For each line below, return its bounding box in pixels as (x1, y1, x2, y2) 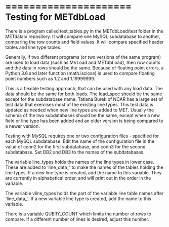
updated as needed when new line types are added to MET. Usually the (5, 107, 154, 113)
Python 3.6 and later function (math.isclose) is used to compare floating (5, 70, 155, 76)
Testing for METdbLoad (5, 11, 106, 23)
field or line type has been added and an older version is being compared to (5, 118, 163, 124)
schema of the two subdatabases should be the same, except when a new (5, 112, 160, 118)
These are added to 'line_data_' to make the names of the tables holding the (5, 164, 163, 170)
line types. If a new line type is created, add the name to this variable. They (5, 169, 162, 175)
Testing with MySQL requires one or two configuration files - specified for (5, 133, 159, 139)
